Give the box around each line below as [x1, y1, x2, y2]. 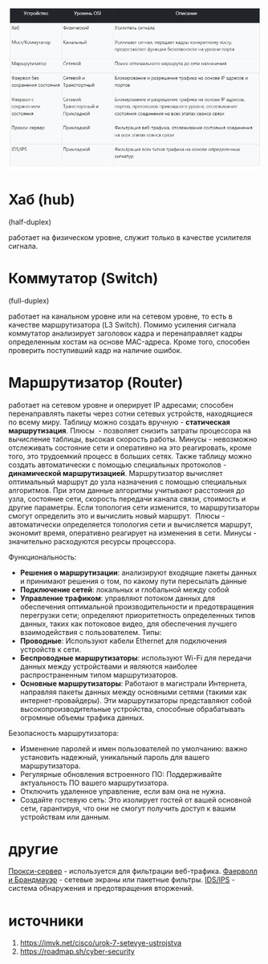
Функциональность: [8, 552, 77, 562]
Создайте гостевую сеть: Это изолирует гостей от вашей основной [19, 795, 251, 804]
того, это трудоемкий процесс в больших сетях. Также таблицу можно [8, 451, 253, 461]
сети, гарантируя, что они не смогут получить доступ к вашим [19, 803, 237, 813]
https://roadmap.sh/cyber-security [19, 946, 135, 957]
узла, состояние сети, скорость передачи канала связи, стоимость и [8, 494, 246, 503]
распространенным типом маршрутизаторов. [19, 669, 178, 680]
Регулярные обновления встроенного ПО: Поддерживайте [19, 769, 222, 779]
